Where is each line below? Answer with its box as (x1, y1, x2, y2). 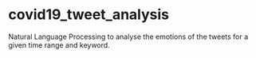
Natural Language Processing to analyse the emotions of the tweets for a (8, 32, 249, 41)
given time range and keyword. (8, 40, 110, 49)
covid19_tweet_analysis (8, 6, 170, 24)
